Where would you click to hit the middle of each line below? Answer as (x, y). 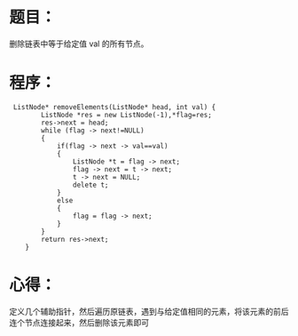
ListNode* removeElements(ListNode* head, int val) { (114, 107)
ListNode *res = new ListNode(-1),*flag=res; (127, 115)
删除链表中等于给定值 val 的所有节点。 (79, 44)
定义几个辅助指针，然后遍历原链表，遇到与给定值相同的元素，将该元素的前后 (149, 311)
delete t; (90, 185)
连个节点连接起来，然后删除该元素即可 (79, 322)
